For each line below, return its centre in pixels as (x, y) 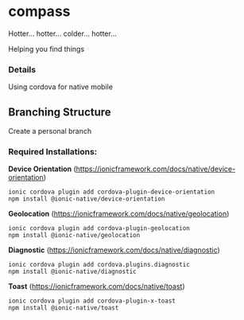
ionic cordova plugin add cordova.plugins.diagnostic (99, 265)
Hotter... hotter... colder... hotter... (63, 33)
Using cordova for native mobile (61, 87)
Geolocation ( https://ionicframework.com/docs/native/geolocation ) (119, 214)
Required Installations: (53, 151)
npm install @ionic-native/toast (64, 308)
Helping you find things (46, 49)
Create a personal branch (50, 131)
